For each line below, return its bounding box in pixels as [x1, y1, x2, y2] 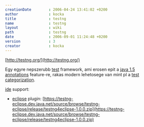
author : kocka [5, 12, 64, 17]
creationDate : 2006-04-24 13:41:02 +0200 [5, 7, 108, 12]
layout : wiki [5, 25, 62, 30]
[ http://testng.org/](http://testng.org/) [5, 57, 80, 63]
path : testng [5, 30, 67, 35]
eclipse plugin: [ [12, 96, 45, 102]
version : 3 [5, 39, 55, 44]
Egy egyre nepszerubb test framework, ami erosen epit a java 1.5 [5, 66, 135, 72]
